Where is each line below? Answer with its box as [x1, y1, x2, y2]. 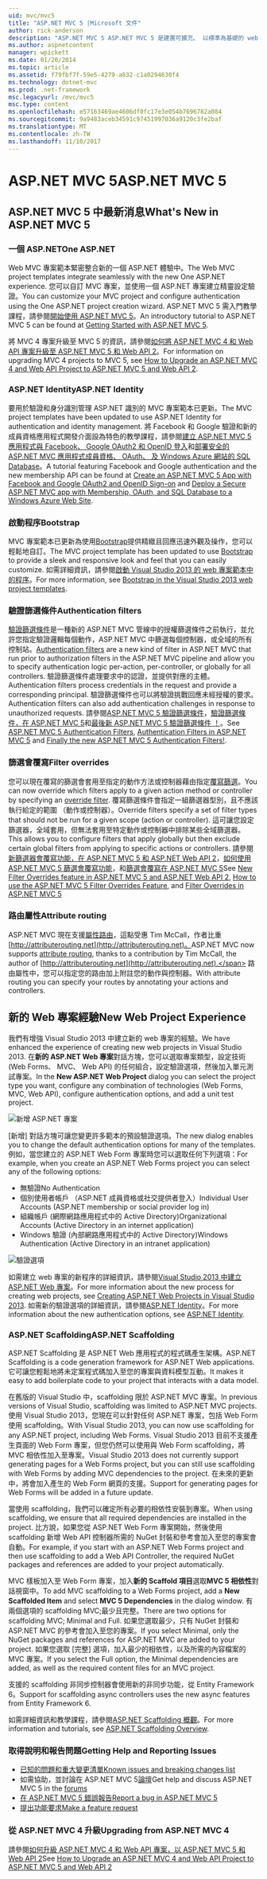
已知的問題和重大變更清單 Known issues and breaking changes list [19, 1764, 236, 1775]
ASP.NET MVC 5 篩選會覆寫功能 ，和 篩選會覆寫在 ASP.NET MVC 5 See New [8, 863, 253, 872]
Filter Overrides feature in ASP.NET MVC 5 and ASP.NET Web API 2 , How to [8, 872, 257, 882]
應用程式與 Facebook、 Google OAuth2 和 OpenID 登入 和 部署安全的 [8, 441, 230, 450]
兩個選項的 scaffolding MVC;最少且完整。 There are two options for [8, 1605, 226, 1616]
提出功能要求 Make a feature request [19, 1803, 138, 1813]
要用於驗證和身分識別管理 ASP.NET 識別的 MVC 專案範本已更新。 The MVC [8, 403, 253, 412]
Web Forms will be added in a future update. [8, 1487, 153, 1497]
